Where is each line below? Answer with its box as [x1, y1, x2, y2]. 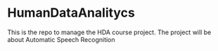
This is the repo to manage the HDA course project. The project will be [7, 28, 212, 36]
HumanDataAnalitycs [7, 5, 135, 21]
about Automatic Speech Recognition [7, 35, 115, 43]
